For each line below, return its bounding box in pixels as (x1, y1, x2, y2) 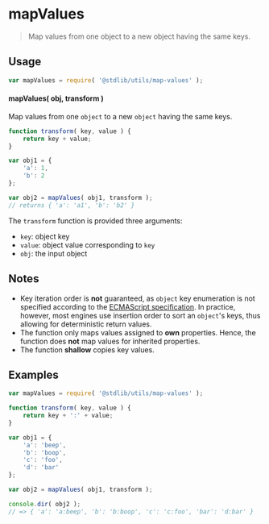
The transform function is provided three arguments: (8, 215, 183, 226)
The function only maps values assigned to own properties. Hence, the (19, 327, 256, 337)
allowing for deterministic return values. (19, 319, 152, 329)
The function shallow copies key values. (19, 344, 155, 355)
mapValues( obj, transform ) (8, 94, 105, 103)
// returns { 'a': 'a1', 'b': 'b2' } (8, 201, 135, 210)
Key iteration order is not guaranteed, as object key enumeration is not (19, 293, 255, 303)
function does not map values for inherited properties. (19, 336, 201, 346)
